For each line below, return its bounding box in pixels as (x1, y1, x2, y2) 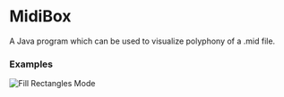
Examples (9, 58, 54, 70)
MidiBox (9, 6, 72, 27)
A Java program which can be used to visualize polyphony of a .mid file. (9, 36, 276, 46)
